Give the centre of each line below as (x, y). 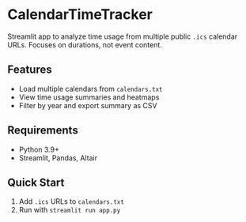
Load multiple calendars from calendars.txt (91, 88)
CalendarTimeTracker (80, 15)
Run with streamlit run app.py (70, 210)
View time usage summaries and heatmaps (89, 97)
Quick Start (36, 182)
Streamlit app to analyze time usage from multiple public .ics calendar (123, 36)
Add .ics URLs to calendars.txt (71, 201)
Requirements (43, 131)
